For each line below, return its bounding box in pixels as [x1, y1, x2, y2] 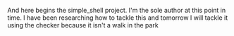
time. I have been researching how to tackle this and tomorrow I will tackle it [7, 13, 228, 22]
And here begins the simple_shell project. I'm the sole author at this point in [7, 6, 226, 14]
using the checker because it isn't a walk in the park [7, 21, 159, 29]
